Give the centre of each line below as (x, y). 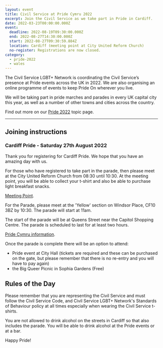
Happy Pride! (18, 340)
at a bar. (13, 331)
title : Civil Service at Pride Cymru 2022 (49, 14)
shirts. (11, 311)
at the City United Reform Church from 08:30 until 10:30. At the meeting (77, 176)
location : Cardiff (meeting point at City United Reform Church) (77, 46)
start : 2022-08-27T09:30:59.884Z (43, 41)
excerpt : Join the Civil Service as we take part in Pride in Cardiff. (79, 18)
